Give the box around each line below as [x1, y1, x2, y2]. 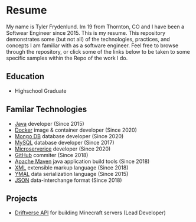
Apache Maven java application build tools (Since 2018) [14, 158, 150, 165]
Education [6, 71, 45, 81]
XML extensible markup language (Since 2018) [14, 164, 129, 171]
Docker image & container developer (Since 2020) [14, 126, 138, 133]
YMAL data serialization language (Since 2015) [14, 170, 129, 177]
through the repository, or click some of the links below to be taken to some [6, 48, 190, 55]
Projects [6, 193, 38, 204]
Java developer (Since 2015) [14, 120, 84, 127]
